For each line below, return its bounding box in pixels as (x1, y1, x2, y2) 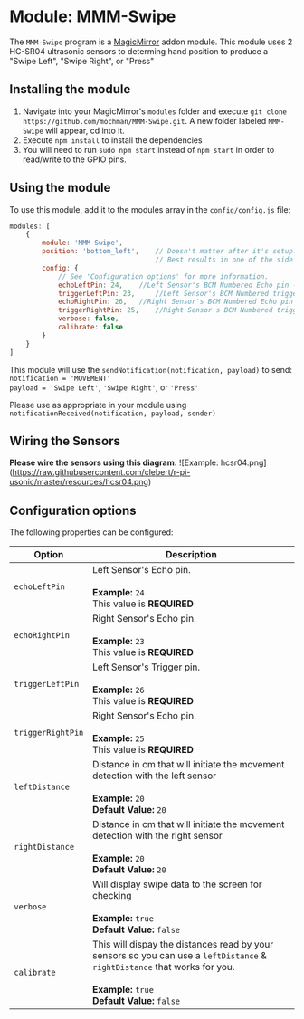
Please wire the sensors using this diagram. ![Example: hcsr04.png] (9, 457, 267, 468)
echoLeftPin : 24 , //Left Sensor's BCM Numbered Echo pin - (57, 281, 298, 290)
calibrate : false (57, 323, 124, 332)
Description (166, 548, 217, 561)
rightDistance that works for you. (91, 961, 235, 974)
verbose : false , (57, 314, 119, 323)
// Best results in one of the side (155, 255, 294, 264)
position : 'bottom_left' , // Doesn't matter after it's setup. (42, 247, 298, 256)
